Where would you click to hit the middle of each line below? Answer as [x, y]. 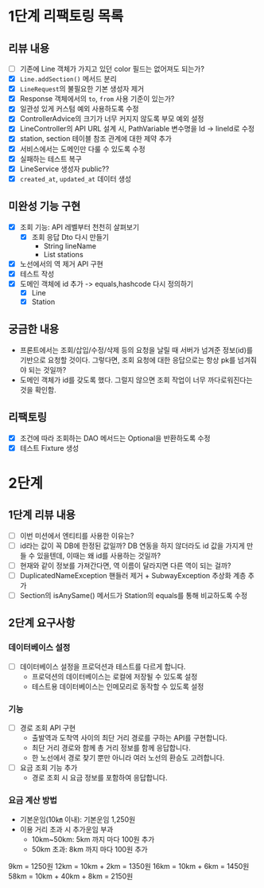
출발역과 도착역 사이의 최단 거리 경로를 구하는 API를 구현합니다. [130, 738]
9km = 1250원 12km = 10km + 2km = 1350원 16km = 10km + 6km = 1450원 [129, 866]
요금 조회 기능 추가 [49, 768]
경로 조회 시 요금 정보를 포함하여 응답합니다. [99, 778]
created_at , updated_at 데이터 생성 [76, 178]
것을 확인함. [38, 389]
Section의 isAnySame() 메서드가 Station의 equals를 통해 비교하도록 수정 [134, 595]
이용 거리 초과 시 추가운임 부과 [66, 829]
